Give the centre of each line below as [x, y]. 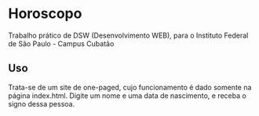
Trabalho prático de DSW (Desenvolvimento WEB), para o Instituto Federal [128, 35]
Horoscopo [45, 14]
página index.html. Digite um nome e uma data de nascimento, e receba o [128, 96]
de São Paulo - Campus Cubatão [61, 43]
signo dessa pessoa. [42, 103]
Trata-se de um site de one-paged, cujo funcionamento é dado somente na [130, 87]
